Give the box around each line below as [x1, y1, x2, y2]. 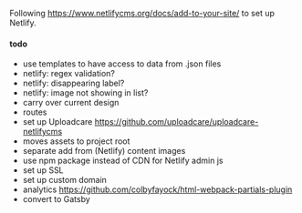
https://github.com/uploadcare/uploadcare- [94, 117, 259, 127]
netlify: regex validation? [22, 68, 116, 79]
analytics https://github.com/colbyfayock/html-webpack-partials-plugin [22, 184, 293, 195]
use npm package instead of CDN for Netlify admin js [22, 155, 224, 167]
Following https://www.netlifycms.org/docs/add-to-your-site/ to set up [9, 8, 276, 18]
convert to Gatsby [22, 194, 91, 205]
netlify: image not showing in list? [22, 87, 149, 98]
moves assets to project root [22, 136, 130, 147]
